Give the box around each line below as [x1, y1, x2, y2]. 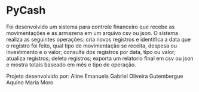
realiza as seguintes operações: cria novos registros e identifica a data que [6, 36, 191, 43]
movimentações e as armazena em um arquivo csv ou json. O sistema [6, 29, 178, 36]
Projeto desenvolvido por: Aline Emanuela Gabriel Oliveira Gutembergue [6, 72, 183, 80]
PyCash [6, 4, 46, 17]
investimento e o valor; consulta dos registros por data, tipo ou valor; [6, 48, 176, 55]
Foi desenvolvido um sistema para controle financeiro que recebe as [6, 23, 175, 30]
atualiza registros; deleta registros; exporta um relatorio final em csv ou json [6, 55, 194, 62]
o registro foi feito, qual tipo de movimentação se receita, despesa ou [6, 42, 177, 49]
